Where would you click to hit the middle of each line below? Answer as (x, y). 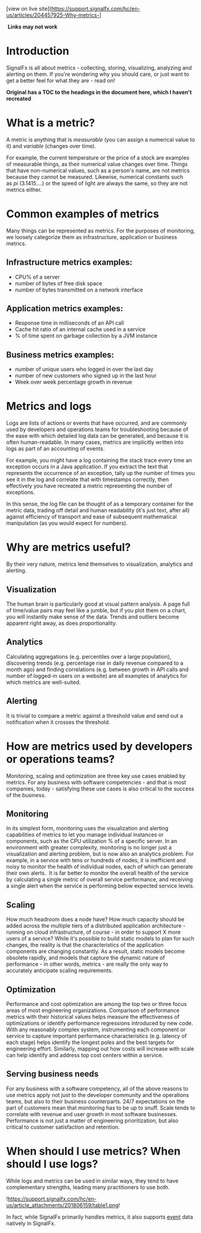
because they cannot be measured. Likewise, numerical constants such (95, 176)
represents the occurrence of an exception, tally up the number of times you (100, 473)
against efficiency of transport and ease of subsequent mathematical (91, 517)
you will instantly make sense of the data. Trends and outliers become (93, 616)
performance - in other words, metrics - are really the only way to (87, 964)
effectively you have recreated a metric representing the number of (89, 486)
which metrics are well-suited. (43, 682)
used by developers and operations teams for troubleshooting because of (97, 429)
